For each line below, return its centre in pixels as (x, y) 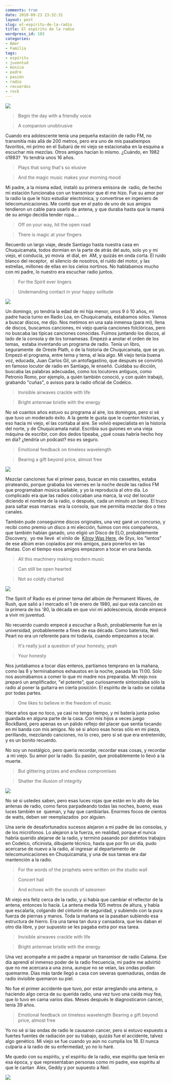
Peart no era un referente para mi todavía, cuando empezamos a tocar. (80, 636)
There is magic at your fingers (50, 234)
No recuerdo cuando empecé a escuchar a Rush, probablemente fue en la (84, 624)
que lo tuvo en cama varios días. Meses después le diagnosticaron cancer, (84, 999)
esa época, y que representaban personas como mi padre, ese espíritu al (83, 1062)
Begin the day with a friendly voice (54, 116)
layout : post (19, 20)
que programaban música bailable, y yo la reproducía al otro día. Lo (77, 490)
